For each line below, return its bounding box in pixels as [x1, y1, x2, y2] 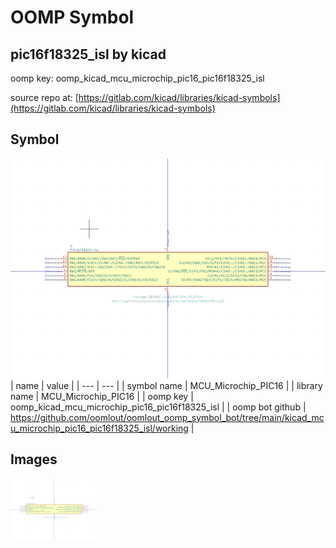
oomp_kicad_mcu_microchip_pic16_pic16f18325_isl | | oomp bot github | [10, 401, 307, 413]
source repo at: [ [10, 92, 79, 103]
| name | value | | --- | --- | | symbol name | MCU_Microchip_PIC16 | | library [10, 379, 323, 391]
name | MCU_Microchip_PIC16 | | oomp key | [10, 390, 194, 402]
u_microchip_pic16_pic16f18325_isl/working [10, 422, 189, 434]
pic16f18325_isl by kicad [10, 46, 167, 63]
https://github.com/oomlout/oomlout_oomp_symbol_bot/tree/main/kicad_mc [10, 411, 325, 423]
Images [10, 451, 58, 468]
